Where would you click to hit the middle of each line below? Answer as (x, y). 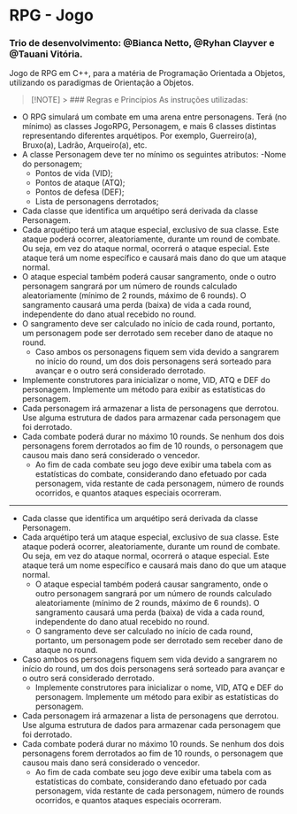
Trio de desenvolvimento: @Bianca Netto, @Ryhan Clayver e (142, 43)
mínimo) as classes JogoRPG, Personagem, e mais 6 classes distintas (149, 127)
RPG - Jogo (52, 15)
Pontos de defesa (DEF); (80, 192)
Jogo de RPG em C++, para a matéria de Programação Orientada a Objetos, (147, 73)
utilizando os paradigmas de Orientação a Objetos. (102, 83)
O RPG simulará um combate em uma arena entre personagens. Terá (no (154, 117)
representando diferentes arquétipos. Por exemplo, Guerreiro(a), (139, 136)
